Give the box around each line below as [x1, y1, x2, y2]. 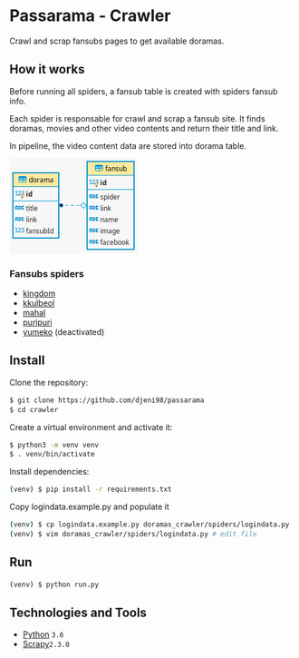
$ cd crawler [9, 405, 59, 414]
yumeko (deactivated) [22, 327, 105, 338]
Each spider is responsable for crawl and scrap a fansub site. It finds [9, 113, 265, 123]
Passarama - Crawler [9, 5, 171, 26]
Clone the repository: [9, 377, 89, 388]
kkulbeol [22, 298, 55, 309]
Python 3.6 [22, 629, 64, 640]
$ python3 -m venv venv [9, 440, 100, 449]
